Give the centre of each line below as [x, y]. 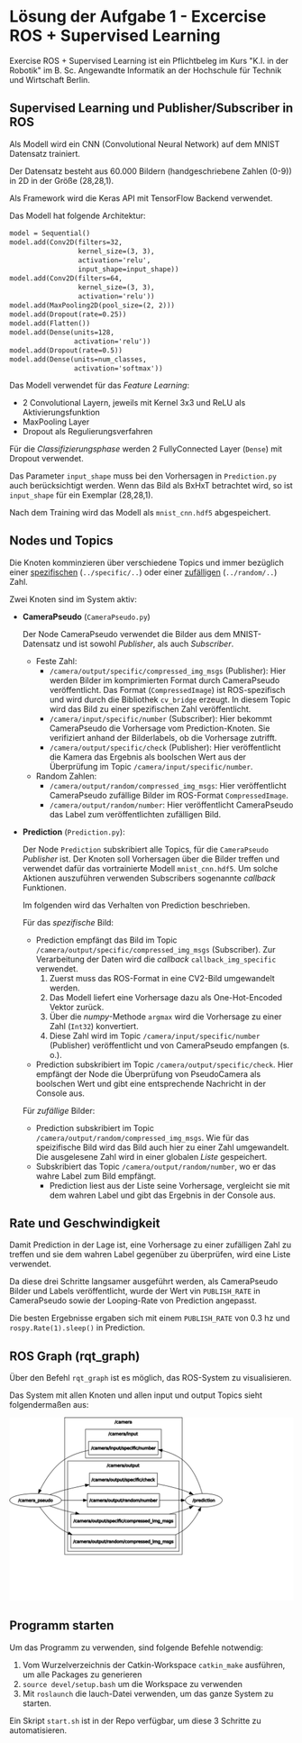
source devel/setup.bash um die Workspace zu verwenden [133, 1684]
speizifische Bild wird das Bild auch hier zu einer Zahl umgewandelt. [163, 1147]
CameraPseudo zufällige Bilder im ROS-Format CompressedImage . [169, 795]
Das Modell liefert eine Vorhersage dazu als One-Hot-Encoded [165, 997]
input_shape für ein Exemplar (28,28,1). [81, 495]
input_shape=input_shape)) [128, 269]
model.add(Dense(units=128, [62, 332]
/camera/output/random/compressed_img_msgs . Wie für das [142, 1137]
